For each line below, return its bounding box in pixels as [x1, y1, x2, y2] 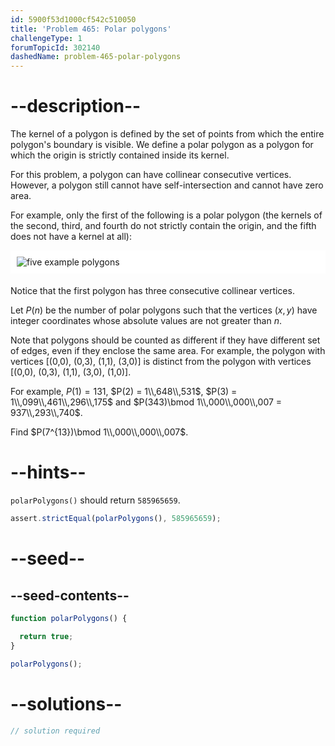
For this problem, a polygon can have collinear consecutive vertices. [10, 169, 292, 181]
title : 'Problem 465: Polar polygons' [10, 24, 172, 34]
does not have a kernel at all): [10, 231, 133, 243]
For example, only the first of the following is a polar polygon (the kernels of [10, 209, 323, 221]
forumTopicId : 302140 [10, 42, 101, 53]
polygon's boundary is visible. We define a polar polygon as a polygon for [10, 139, 314, 151]
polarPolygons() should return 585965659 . [10, 494, 181, 506]
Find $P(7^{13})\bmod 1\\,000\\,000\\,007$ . [10, 426, 189, 438]
